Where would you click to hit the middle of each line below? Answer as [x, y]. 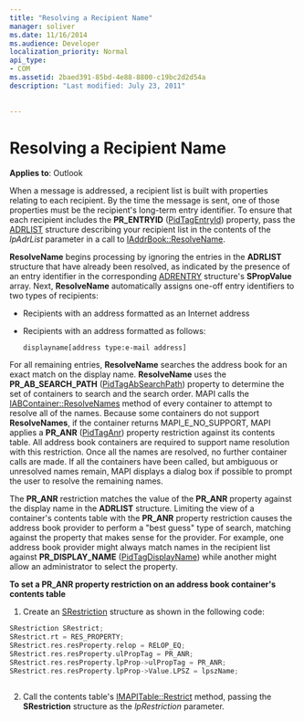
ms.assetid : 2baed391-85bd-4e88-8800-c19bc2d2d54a [108, 78]
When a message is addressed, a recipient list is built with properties [139, 191]
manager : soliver [42, 26]
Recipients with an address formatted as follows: [114, 331]
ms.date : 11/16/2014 [49, 35]
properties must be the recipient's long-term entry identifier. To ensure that [151, 210]
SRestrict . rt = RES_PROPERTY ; [67, 637]
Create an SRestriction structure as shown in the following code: [143, 611]
